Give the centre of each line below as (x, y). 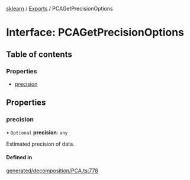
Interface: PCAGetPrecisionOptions (95, 33)
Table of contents (39, 54)
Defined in (19, 157)
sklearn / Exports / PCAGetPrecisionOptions (60, 9)
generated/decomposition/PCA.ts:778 (52, 171)
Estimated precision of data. (41, 144)
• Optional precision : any (37, 132)
